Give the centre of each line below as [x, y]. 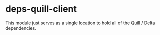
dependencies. [21, 28]
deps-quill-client [41, 9]
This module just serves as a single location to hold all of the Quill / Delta [80, 23]
